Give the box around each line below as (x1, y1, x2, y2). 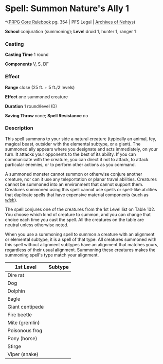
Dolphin (7, 288, 25, 294)
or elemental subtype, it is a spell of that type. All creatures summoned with (5, 237, 157, 242)
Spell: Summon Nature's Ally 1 (5, 3, 129, 14)
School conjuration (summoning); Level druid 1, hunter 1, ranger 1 (5, 28, 136, 34)
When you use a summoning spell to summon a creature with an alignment (5, 231, 155, 237)
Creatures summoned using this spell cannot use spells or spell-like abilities (5, 186, 157, 192)
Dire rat (7, 272, 25, 278)
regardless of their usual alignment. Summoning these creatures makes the (5, 247, 156, 253)
